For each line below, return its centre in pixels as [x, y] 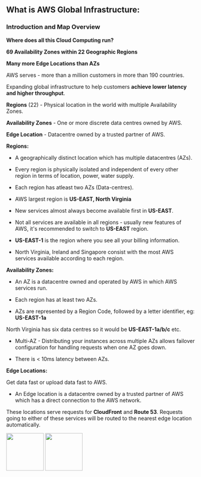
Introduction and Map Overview [53, 27]
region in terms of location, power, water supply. [74, 175]
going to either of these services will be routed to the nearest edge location [99, 418]
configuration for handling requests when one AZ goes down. [91, 347]
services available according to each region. [69, 258]
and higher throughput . [36, 93]
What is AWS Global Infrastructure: [73, 10]
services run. [31, 288]
